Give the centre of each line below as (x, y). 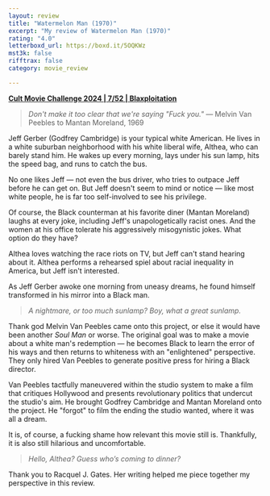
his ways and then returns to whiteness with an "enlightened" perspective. (132, 352)
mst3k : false (30, 53)
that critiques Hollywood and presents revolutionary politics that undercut (131, 393)
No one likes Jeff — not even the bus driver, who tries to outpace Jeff (124, 179)
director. (22, 369)
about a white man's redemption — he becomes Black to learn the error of (132, 343)
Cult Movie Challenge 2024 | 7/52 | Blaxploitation (93, 98)
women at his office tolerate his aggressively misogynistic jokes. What (125, 229)
